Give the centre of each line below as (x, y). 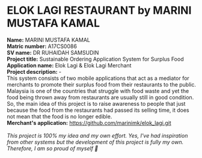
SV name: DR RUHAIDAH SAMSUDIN (53, 52)
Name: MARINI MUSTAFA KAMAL (49, 40)
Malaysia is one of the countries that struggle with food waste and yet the (98, 91)
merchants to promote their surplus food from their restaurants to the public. (101, 84)
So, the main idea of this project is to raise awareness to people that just (96, 103)
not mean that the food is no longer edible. (60, 116)
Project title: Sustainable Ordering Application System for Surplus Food (95, 59)
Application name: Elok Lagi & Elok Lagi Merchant (69, 65)
